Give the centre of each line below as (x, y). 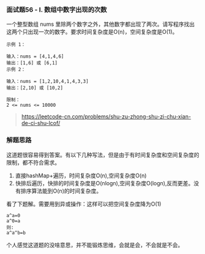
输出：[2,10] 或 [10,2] (35, 88)
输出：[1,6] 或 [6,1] (32, 63)
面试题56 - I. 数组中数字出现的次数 (57, 9)
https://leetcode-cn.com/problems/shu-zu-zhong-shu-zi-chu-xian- (106, 117)
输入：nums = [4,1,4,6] (35, 56)
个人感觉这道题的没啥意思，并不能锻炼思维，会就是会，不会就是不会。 (95, 245)
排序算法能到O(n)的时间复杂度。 (61, 191)
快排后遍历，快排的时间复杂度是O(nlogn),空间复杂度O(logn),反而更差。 (104, 183)
